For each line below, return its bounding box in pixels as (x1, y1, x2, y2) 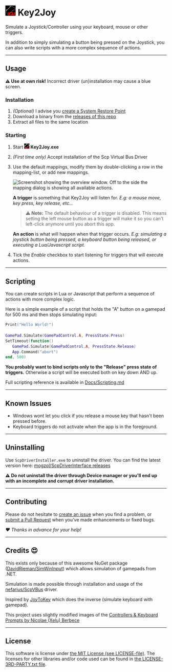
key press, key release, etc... (12, 200, 73, 207)
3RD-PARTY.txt (5, 661, 38, 667)
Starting (5, 132, 27, 139)
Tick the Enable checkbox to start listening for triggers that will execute (12, 252, 164, 258)
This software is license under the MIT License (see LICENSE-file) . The (5, 650, 155, 657)
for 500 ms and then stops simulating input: (5, 311, 97, 318)
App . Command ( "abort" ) (12, 349, 58, 354)
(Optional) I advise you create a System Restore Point (12, 108, 126, 114)
